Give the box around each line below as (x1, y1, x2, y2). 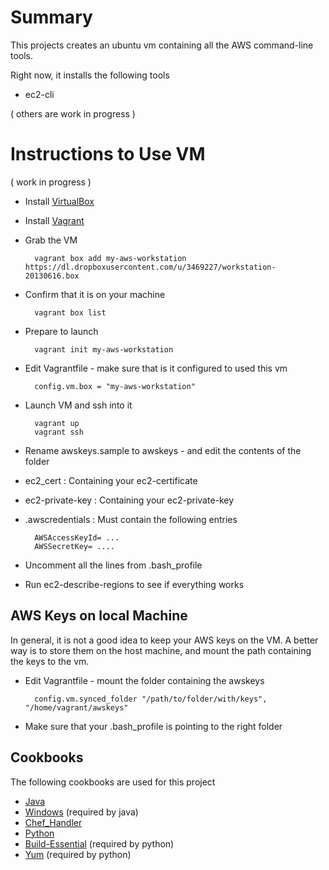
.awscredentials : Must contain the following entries (24, 513, 238, 525)
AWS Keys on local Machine (10, 607, 188, 625)
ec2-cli (24, 88, 55, 100)
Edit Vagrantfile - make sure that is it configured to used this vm (24, 362, 288, 374)
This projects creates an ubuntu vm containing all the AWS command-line (10, 39, 314, 51)
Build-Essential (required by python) (24, 837, 175, 850)
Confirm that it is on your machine (24, 288, 166, 300)
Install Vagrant (24, 214, 85, 226)
